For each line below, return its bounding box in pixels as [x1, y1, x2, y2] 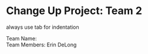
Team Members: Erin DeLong [6, 41, 77, 48]
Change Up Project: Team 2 [6, 4, 143, 18]
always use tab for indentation [6, 23, 79, 31]
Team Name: [6, 35, 37, 42]
